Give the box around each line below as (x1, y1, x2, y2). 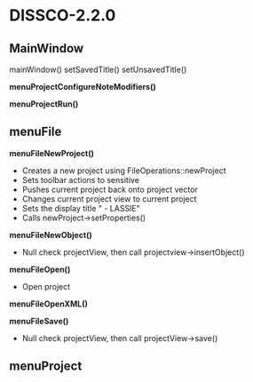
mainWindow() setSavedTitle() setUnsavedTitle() (9, 64, 187, 75)
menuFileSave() (9, 315, 69, 326)
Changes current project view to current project (21, 193, 197, 204)
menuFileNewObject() (9, 229, 93, 240)
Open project (21, 281, 71, 291)
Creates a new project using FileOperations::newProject (21, 165, 226, 176)
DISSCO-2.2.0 (9, 5, 116, 26)
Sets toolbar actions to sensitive (21, 174, 140, 185)
